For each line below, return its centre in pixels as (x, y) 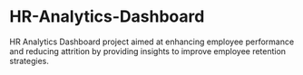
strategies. (29, 61)
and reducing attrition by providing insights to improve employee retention (148, 51)
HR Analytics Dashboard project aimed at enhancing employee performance (152, 42)
